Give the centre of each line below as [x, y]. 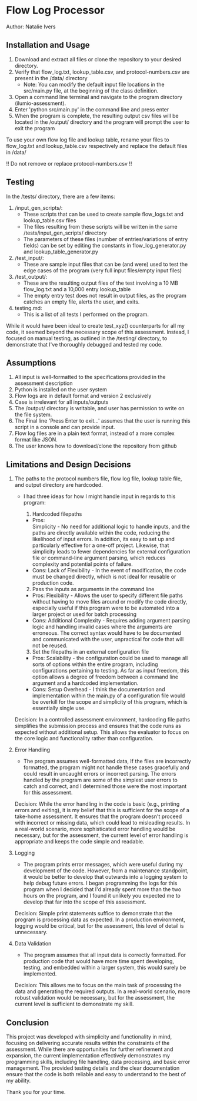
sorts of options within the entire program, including [95, 664]
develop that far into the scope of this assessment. [85, 902]
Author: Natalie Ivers [31, 27]
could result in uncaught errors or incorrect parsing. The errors [100, 774]
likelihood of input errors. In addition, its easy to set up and [103, 539]
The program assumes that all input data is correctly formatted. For [105, 955]
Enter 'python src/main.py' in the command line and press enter [92, 109]
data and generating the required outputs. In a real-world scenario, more [102, 991]
